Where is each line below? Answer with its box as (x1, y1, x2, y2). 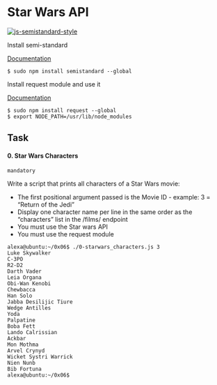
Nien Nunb (7, 359, 36, 366)
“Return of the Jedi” (17, 200, 75, 209)
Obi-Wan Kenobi (7, 280, 51, 287)
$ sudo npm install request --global (7, 107, 117, 114)
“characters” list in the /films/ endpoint (17, 215, 129, 223)
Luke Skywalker (7, 249, 51, 257)
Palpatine (7, 317, 36, 324)
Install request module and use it (7, 80, 101, 88)
